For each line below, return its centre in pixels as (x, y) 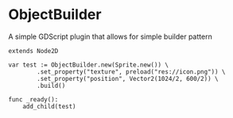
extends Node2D (33, 51)
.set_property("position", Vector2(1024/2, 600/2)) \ (128, 78)
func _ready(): (33, 99)
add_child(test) (50, 106)
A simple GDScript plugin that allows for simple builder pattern (110, 36)
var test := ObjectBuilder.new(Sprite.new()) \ (89, 65)
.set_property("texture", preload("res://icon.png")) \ (131, 72)
